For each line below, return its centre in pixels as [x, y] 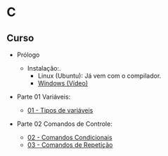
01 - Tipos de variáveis [60, 110]
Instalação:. [44, 68]
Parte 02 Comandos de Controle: [65, 124]
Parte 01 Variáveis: [44, 97]
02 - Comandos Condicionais [70, 137]
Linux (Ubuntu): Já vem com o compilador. [99, 76]
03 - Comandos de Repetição [70, 145]
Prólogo [28, 55]
